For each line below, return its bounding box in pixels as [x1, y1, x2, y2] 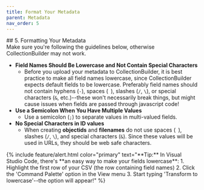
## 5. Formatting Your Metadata [6, 37, 86, 44]
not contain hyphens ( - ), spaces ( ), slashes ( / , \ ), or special [24, 88, 176, 95]
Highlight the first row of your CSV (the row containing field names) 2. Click [6, 164, 195, 171]
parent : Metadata [6, 15, 50, 21]
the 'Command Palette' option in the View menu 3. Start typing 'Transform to [6, 171, 198, 178]
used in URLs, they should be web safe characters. [24, 139, 152, 147]
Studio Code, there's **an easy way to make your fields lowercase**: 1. [6, 158, 185, 165]
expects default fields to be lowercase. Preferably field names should [24, 81, 198, 88]
